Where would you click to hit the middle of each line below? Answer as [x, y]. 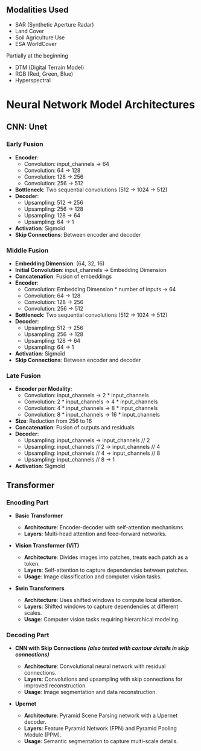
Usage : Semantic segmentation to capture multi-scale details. [101, 741]
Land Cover [29, 31]
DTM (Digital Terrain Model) [49, 67]
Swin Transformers [40, 588]
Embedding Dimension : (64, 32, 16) [60, 263]
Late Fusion [24, 375]
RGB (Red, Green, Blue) [44, 74]
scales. [33, 613]
